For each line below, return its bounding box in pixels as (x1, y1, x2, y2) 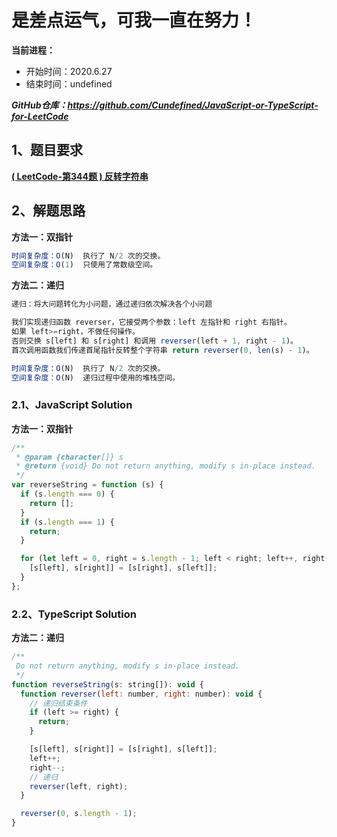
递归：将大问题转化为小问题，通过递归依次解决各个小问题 (11, 299, 213, 310)
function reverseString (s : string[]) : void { (11, 679, 204, 690)
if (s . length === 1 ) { (20, 517, 115, 527)
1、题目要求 (11, 142, 84, 159)
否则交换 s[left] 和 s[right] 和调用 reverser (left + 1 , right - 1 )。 (11, 336, 298, 346)
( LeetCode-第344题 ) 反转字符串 (11, 170, 149, 182)
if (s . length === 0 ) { (20, 489, 115, 500)
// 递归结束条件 (29, 698, 88, 708)
